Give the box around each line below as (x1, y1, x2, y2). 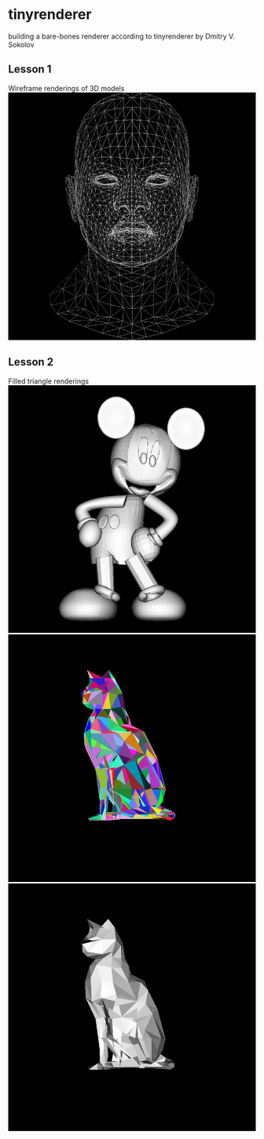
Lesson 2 (8, 355, 54, 369)
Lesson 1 (8, 63, 52, 76)
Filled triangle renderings (8, 376, 89, 386)
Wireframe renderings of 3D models (8, 83, 125, 93)
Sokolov (8, 39, 35, 49)
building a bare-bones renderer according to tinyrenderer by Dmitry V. (8, 31, 236, 41)
